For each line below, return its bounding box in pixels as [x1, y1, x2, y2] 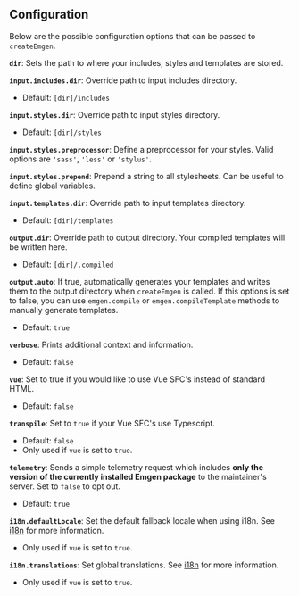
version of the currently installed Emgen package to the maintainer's [9, 471, 268, 482]
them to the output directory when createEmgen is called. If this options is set [9, 286, 290, 296]
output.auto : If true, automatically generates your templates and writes [9, 276, 270, 286]
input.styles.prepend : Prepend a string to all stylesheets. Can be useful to [9, 170, 284, 181]
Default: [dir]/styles [21, 127, 103, 137]
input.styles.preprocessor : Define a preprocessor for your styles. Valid [9, 144, 274, 154]
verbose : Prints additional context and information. [9, 339, 194, 350]
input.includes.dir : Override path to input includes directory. [9, 75, 237, 86]
